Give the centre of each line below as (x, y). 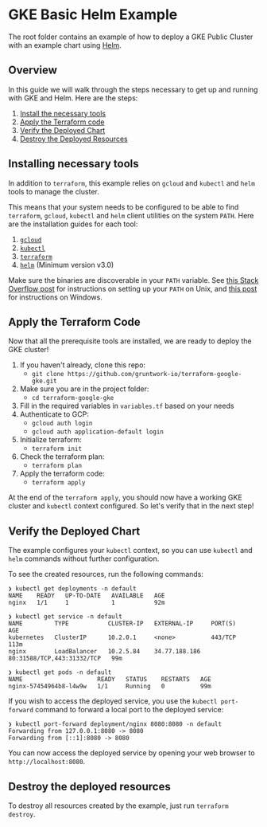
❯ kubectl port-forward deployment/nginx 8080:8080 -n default (115, 724)
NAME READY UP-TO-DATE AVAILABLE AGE (87, 596)
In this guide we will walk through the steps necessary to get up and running (133, 89)
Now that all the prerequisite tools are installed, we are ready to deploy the (130, 341)
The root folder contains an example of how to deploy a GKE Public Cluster (131, 37)
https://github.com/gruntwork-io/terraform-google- (155, 374)
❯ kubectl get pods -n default (60, 672)
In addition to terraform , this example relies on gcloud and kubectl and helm (132, 183)
